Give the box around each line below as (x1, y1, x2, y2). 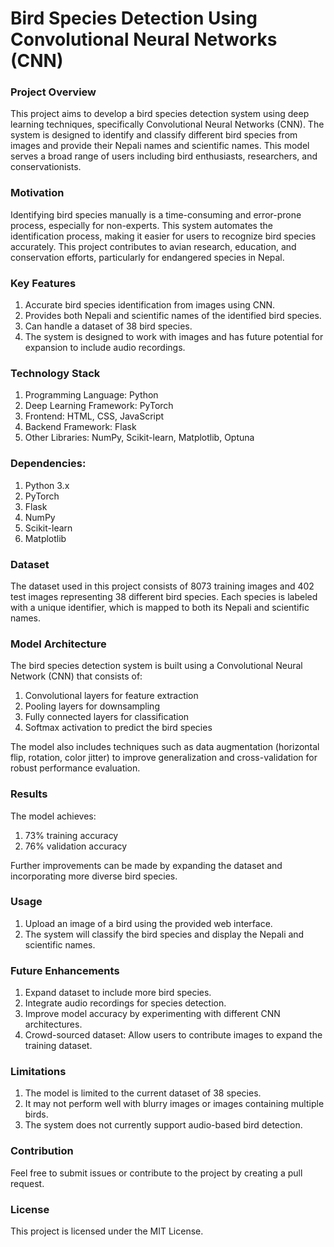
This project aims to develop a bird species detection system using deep (10, 108, 310, 120)
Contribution (10, 1144, 74, 1158)
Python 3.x (24, 479, 70, 491)
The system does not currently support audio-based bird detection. (24, 1119, 303, 1131)
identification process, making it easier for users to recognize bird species (10, 230, 317, 242)
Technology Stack (10, 367, 101, 380)
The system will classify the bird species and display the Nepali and (24, 928, 305, 940)
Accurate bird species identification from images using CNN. (24, 299, 276, 311)
